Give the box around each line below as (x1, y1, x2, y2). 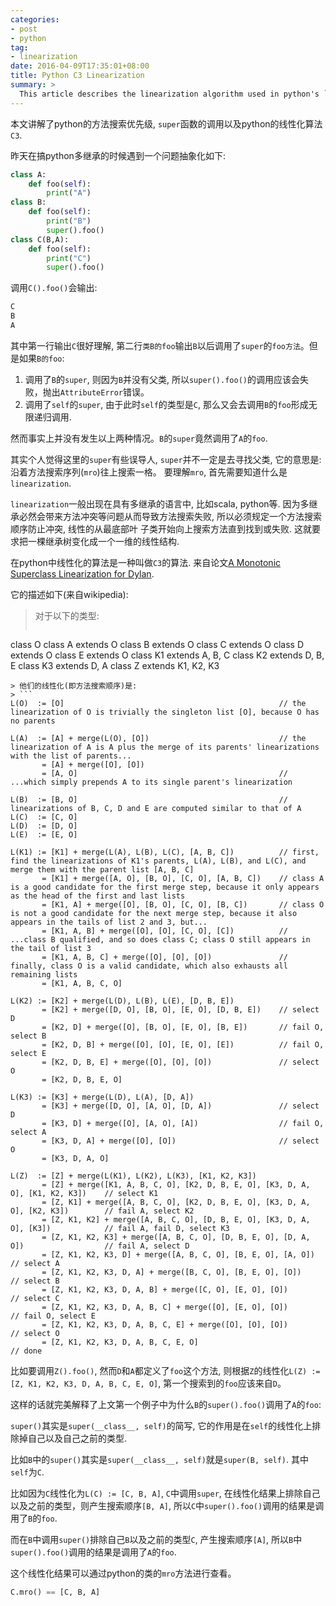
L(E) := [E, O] (10, 829, 78, 840)
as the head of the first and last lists (10, 891, 186, 901)
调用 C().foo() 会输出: (10, 282, 98, 294)
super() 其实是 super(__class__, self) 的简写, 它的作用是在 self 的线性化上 (10, 1419, 313, 1431)
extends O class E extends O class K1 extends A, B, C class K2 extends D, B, (10, 649, 325, 661)
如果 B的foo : (18, 352, 65, 364)
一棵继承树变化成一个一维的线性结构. (27, 535, 180, 547)
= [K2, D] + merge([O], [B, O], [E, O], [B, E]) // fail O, (41, 1022, 325, 1032)
